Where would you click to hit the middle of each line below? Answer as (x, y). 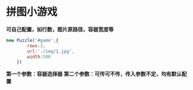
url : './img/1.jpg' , (51, 51)
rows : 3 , (36, 46)
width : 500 (39, 57)
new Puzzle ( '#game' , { (32, 40)
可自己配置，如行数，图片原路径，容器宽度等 (60, 29)
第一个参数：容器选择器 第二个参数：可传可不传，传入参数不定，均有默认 (94, 74)
